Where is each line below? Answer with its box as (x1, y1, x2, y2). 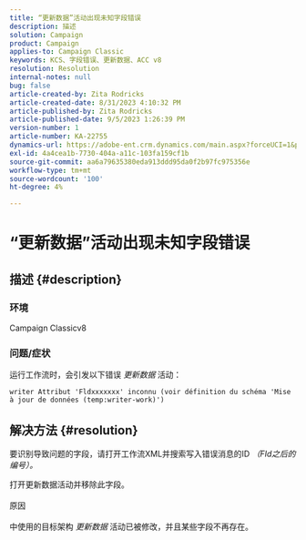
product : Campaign (9, 38, 79, 48)
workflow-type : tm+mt (9, 166, 92, 175)
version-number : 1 (9, 124, 79, 133)
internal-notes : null (9, 73, 92, 82)
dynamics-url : (9, 140, 64, 149)
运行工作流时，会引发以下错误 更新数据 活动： (9, 370, 182, 381)
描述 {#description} (9, 271, 123, 287)
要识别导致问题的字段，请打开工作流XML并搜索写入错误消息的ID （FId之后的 (9, 448, 296, 460)
